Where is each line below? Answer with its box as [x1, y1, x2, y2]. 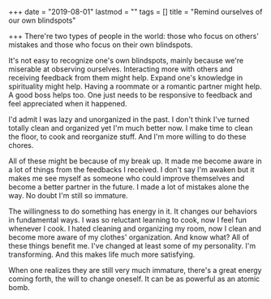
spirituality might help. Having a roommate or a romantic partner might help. [8, 81, 262, 91]
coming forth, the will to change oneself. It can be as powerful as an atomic [8, 274, 260, 284]
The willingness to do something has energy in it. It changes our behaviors [8, 206, 258, 216]
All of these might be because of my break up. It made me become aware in [8, 156, 262, 166]
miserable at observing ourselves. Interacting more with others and [8, 64, 233, 74]
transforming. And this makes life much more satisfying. [8, 249, 196, 259]
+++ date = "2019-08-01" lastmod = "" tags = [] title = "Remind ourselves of [8, 7, 263, 16]
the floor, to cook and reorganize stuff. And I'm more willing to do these [8, 132, 247, 141]
